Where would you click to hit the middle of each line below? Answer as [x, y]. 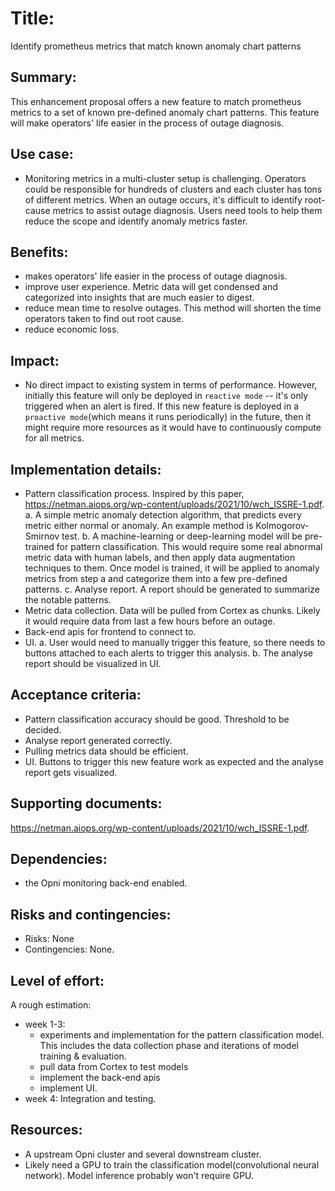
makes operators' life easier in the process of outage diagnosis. [156, 276]
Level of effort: [57, 980]
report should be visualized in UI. [93, 663]
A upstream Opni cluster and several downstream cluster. [143, 1154]
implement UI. [68, 1088]
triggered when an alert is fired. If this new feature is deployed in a [162, 406]
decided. [43, 729]
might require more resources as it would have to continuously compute [173, 428]
